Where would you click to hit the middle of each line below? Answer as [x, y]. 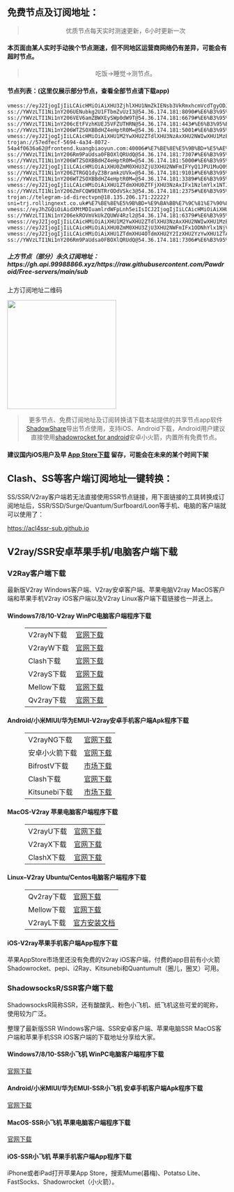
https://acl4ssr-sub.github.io [48, 528]
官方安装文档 [94, 923]
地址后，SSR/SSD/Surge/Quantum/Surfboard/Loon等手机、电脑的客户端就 [119, 505]
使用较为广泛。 [29, 1014]
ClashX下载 [47, 857]
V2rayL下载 [47, 923]
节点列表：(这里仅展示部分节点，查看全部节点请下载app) [88, 91]
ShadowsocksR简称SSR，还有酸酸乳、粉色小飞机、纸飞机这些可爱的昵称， [115, 1004]
